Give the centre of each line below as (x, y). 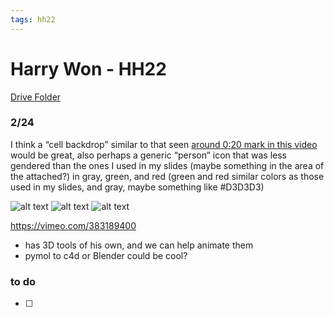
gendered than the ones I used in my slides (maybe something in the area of (167, 165)
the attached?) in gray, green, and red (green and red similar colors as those (167, 176)
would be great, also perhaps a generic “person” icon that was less (148, 155)
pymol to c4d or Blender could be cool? (106, 255)
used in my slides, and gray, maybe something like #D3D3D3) (137, 187)
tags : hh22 (33, 19)
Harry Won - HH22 (88, 68)
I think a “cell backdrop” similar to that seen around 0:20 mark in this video (164, 144)
